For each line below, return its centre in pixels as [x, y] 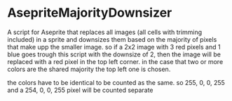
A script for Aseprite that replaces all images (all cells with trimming [105, 32]
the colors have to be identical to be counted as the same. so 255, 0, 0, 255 [116, 82]
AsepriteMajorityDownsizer [90, 13]
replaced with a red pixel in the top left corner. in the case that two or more [115, 61]
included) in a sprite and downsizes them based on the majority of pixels [112, 39]
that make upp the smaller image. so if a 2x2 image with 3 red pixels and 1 [114, 47]
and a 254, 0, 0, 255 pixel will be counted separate [80, 90]
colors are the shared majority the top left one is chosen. [89, 69]
